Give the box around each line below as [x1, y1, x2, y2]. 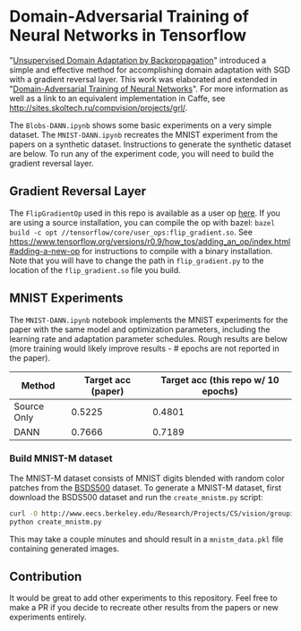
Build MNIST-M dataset [9, 452, 114, 465]
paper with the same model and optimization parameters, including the [9, 324, 271, 335]
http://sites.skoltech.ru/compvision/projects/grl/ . [9, 102, 188, 113]
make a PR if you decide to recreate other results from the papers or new [9, 602, 279, 613]
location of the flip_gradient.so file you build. [9, 264, 181, 275]
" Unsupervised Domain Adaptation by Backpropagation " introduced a [9, 55, 267, 65]
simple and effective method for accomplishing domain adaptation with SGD [9, 64, 291, 75]
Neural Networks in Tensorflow [9, 25, 247, 46]
